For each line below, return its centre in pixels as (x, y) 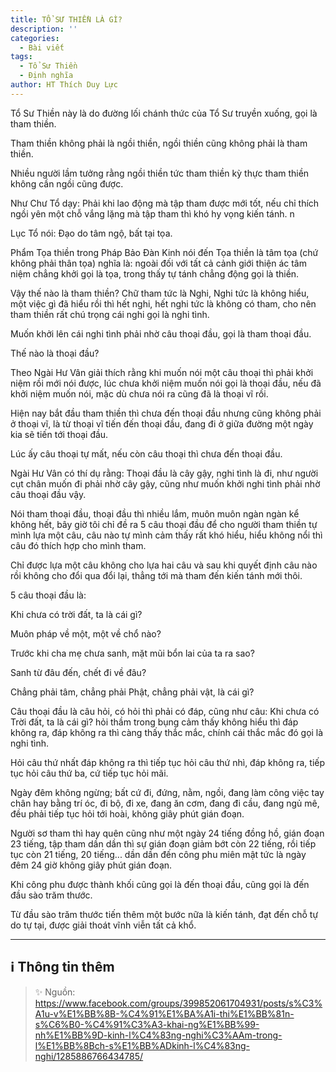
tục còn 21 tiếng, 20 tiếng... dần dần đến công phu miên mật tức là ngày (158, 854)
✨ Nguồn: (55, 992)
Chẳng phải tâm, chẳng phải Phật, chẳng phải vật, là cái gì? (132, 692)
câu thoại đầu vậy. (48, 494)
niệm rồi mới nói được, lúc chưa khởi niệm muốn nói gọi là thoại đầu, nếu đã (166, 383)
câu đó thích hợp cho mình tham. (78, 545)
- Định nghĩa (46, 76)
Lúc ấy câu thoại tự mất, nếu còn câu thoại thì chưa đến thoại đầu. (146, 453)
